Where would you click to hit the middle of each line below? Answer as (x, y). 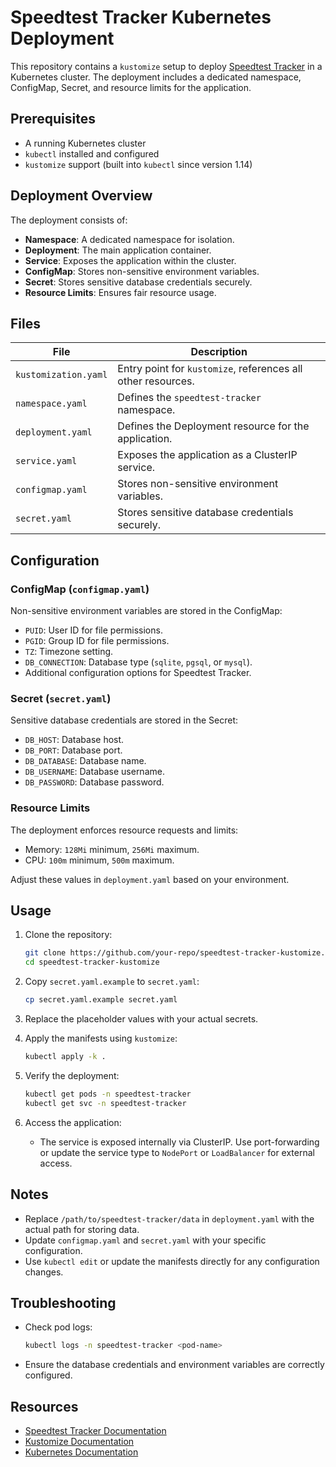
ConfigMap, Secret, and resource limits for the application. (131, 87)
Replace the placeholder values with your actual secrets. (141, 1019)
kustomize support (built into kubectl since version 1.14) (138, 164)
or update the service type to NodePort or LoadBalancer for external (177, 1152)
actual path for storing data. (82, 1229)
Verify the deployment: (72, 1075)
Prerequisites (53, 119)
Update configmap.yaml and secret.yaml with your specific (145, 1240)
